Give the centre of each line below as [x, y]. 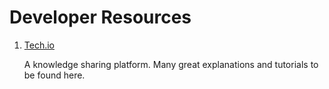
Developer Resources [100, 17]
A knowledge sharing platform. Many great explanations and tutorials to [171, 64]
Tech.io [39, 45]
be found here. [54, 75]
